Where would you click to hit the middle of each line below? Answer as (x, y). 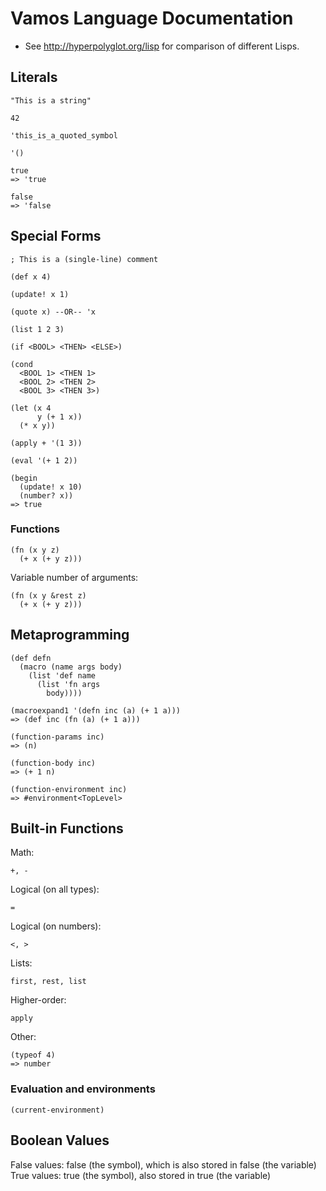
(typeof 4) (33, 1055)
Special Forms (56, 236)
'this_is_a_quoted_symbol (64, 135)
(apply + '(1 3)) (46, 443)
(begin (24, 478)
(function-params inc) (57, 737)
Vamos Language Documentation (152, 18)
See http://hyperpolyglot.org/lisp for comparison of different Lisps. (162, 46)
